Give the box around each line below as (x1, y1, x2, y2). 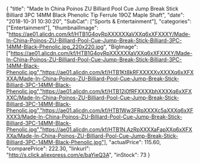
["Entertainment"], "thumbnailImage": (6, 24, 99, 31)
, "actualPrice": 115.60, (105, 139, 161, 145)
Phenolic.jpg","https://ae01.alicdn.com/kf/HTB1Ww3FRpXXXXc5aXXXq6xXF (6, 107, 193, 114)
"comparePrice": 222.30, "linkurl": (6, 145, 91, 152)
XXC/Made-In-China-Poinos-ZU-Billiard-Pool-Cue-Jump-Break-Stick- (6, 94, 180, 101)
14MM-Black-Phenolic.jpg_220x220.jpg (6, 43, 104, 50)
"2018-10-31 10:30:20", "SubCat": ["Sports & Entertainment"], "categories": (6, 18, 192, 25)
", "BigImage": (103, 43, 138, 50)
